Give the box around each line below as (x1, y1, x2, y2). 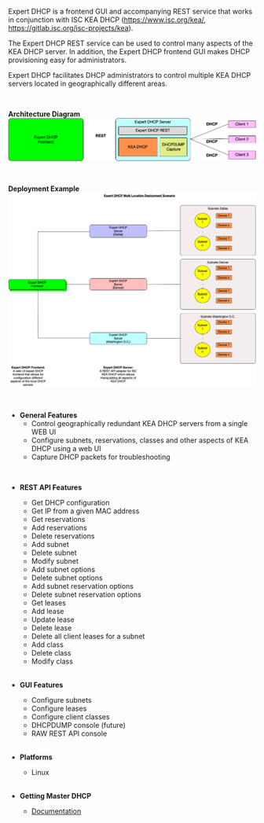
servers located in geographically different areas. (8, 79, 167, 88)
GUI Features (19, 680, 64, 690)
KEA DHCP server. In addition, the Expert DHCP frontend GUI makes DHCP (8, 47, 251, 56)
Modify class (31, 656, 73, 667)
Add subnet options (31, 565, 96, 575)
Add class (31, 640, 64, 649)
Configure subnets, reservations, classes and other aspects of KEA (31, 435, 249, 445)
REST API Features (19, 483, 82, 492)
